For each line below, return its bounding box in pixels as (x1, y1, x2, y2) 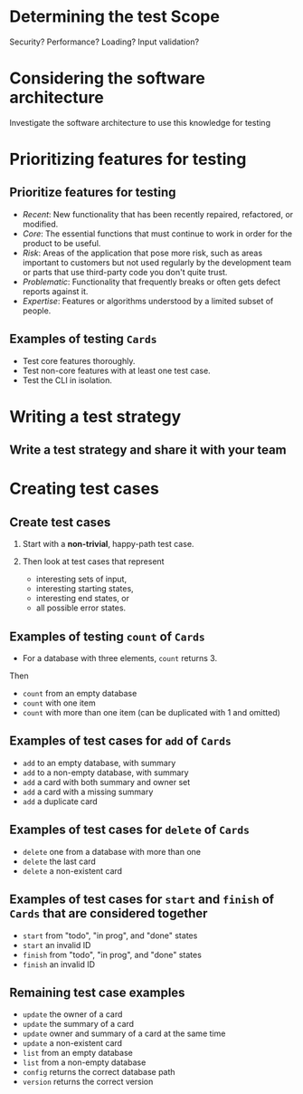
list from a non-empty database (22, 1057, 147, 1068)
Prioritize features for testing (9, 185, 176, 200)
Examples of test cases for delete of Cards (9, 822, 251, 838)
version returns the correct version (22, 1076, 154, 1088)
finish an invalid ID (22, 958, 96, 970)
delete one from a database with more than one (22, 846, 202, 857)
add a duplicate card (22, 795, 98, 807)
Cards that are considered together (9, 906, 208, 921)
